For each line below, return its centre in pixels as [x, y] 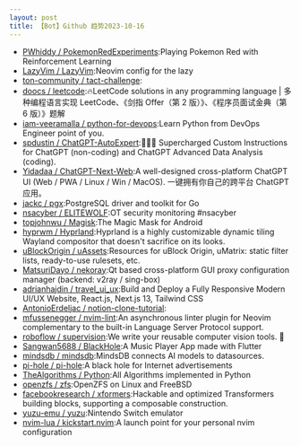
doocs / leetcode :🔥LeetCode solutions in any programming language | [152, 91]
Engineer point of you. [63, 133]
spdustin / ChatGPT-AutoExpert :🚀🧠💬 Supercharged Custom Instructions [155, 142]
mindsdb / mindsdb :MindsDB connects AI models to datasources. [143, 355]
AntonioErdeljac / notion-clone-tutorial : [94, 308]
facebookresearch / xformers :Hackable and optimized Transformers [148, 394]
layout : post [34, 17]
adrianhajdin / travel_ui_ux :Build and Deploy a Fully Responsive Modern [154, 289]
